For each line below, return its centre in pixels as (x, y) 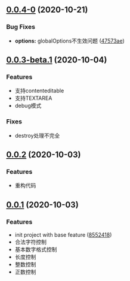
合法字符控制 (30, 242)
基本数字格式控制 (36, 250)
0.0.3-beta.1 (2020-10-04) (57, 60)
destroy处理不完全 (37, 135)
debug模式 (28, 106)
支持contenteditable (39, 91)
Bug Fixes (21, 27)
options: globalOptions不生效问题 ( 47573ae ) (70, 41)
